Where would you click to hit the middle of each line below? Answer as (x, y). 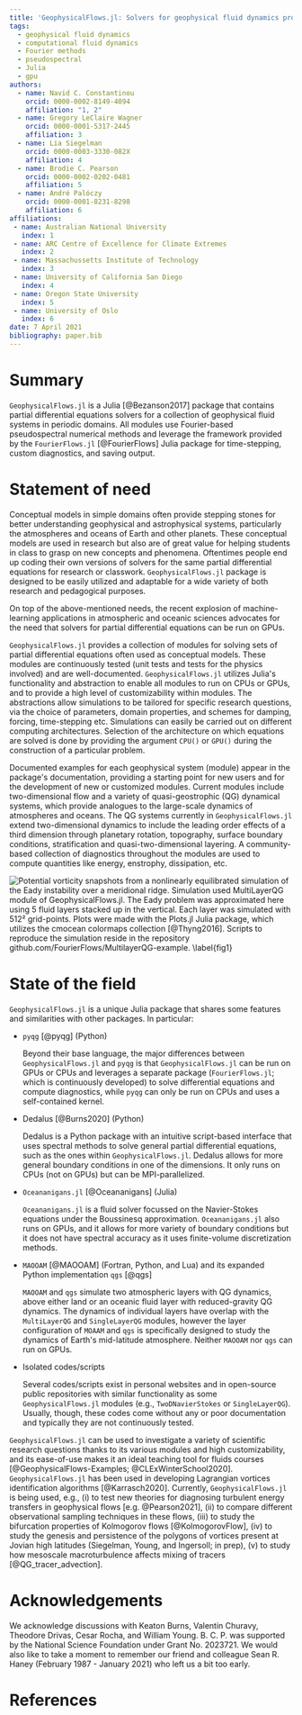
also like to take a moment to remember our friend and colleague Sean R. (145, 1654)
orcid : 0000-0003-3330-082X (78, 151)
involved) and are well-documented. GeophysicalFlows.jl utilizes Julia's (143, 673)
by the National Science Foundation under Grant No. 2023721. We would (144, 1645)
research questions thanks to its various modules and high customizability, (147, 1449)
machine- (260, 608)
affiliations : (36, 218)
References (53, 1700)
